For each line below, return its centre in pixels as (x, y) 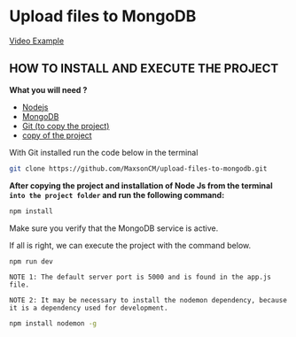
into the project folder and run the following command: (117, 195)
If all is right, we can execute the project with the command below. (130, 245)
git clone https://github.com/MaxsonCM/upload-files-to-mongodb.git (138, 168)
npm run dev (31, 261)
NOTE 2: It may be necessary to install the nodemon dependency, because (148, 301)
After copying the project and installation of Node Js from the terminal (141, 185)
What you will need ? (48, 89)
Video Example (37, 41)
